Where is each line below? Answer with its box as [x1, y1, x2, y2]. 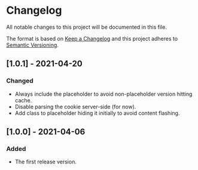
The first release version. [14, 158, 77, 165]
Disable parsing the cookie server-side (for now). [14, 103, 136, 110]
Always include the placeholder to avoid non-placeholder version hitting [14, 90, 193, 98]
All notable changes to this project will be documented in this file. [6, 23, 167, 31]
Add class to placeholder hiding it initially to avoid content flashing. [14, 109, 180, 117]
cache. [14, 96, 32, 104]
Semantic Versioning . [6, 41, 59, 48]
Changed [6, 77, 34, 85]
